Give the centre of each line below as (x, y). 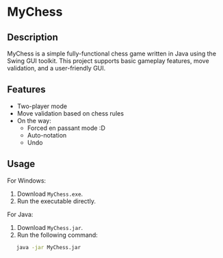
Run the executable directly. (56, 201)
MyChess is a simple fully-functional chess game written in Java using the (112, 53)
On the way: (34, 120)
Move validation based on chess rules (70, 113)
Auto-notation (47, 135)
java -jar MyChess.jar (48, 247)
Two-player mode (42, 106)
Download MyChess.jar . (50, 227)
